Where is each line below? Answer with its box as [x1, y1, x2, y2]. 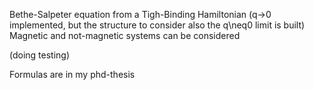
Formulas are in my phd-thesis [9, 69, 136, 80]
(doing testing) [9, 49, 71, 61]
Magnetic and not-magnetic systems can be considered [9, 30, 241, 41]
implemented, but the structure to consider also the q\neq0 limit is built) [9, 19, 306, 31]
